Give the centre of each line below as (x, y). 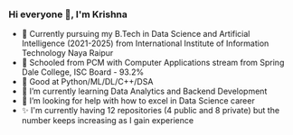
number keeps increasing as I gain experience (108, 121)
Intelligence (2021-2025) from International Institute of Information (145, 43)
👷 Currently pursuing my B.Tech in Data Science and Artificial (136, 34)
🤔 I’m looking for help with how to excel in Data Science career (138, 101)
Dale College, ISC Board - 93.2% (83, 72)
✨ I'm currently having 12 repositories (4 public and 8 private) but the (151, 111)
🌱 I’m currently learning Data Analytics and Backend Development (144, 91)
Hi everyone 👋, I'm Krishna (68, 14)
